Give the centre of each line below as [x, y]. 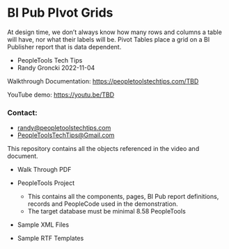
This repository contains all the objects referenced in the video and [103, 149]
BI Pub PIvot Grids [60, 13]
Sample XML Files [43, 225]
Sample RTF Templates [50, 239]
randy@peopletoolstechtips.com [64, 128]
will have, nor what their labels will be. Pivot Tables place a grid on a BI [109, 39]
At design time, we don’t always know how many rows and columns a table [115, 32]
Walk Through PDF [44, 170]
